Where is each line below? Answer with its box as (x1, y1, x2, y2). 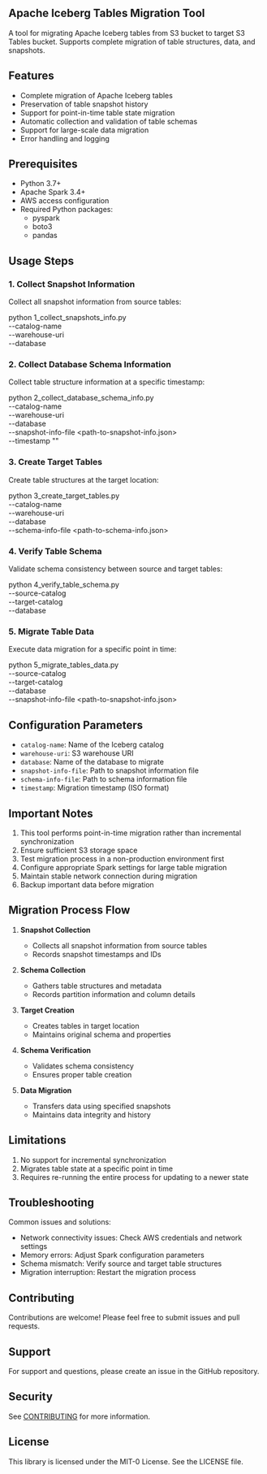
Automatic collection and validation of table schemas (19, 116, 198, 126)
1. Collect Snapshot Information (8, 278, 136, 289)
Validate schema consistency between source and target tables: (8, 564, 223, 574)
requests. (8, 1321, 41, 1331)
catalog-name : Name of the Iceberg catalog (19, 739, 165, 750)
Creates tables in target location (32, 1021, 140, 1030)
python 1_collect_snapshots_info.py (8, 313, 127, 323)
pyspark (32, 213, 60, 223)
